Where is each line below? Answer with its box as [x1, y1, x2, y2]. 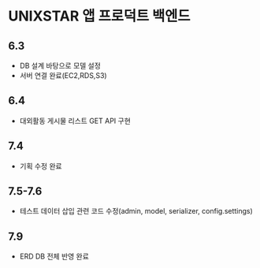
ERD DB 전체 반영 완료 [19, 251, 89, 261]
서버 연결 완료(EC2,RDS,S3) [19, 71, 108, 80]
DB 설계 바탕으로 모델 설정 [19, 61, 101, 70]
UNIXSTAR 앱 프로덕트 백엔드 [8, 7, 191, 25]
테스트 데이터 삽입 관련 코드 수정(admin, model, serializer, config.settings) [19, 207, 254, 216]
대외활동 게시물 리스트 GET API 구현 [19, 116, 132, 125]
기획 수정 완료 [19, 161, 62, 170]
